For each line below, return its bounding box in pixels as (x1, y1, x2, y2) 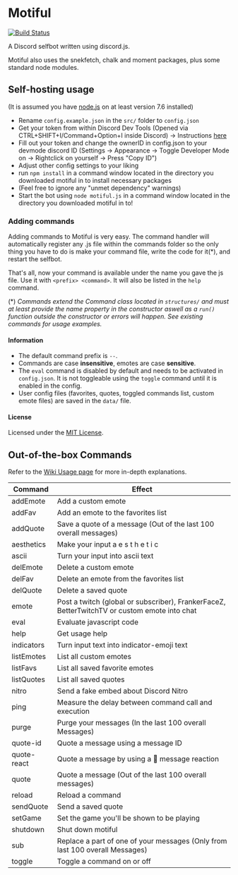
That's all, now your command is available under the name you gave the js (8, 268, 224, 277)
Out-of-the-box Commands (8, 448, 133, 460)
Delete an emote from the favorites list (56, 574, 184, 584)
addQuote (11, 524, 45, 534)
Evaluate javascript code (56, 617, 138, 627)
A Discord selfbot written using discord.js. (8, 42, 130, 50)
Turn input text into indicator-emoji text (56, 641, 188, 650)
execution (56, 706, 90, 716)
